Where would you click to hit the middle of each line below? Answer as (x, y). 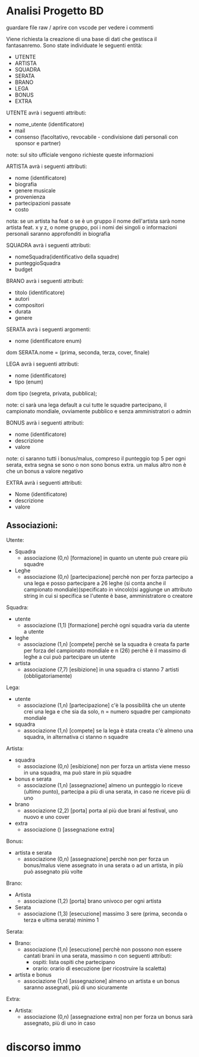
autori (22, 298)
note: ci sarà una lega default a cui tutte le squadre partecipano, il (86, 405)
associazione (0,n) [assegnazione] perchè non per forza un (96, 859)
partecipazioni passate (43, 203)
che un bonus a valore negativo (45, 471)
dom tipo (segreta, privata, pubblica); (52, 393)
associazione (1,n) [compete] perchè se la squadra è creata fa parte (107, 644)
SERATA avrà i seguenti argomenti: (48, 329)
